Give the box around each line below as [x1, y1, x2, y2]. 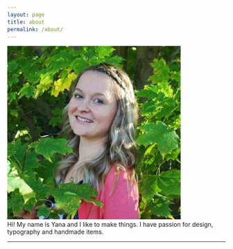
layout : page [7, 11, 45, 18]
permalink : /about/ [7, 26, 64, 33]
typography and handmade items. [7, 227, 104, 236]
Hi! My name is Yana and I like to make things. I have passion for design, [7, 221, 214, 229]
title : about [7, 18, 45, 26]
